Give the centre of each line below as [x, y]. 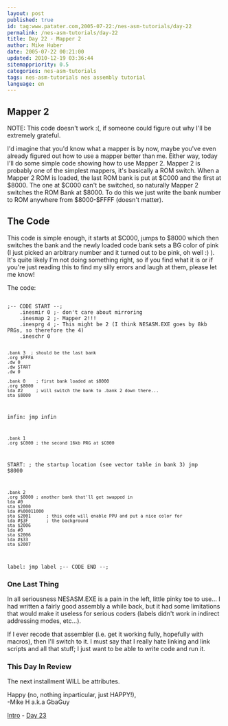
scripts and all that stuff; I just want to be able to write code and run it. [106, 649]
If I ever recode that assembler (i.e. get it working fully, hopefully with [105, 634]
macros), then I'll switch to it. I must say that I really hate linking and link [109, 642]
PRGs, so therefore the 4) [46, 330]
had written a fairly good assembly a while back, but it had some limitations [114, 606]
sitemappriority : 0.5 [38, 65]
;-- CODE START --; [35, 306]
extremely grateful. [34, 135]
